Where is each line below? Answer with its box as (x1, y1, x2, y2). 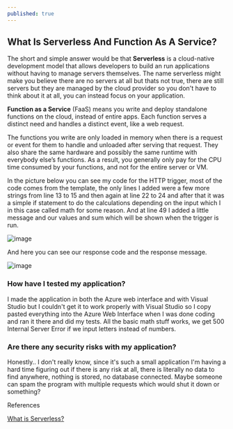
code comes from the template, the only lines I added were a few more (7, 184, 210, 193)
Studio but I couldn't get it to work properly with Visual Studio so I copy (7, 302, 211, 310)
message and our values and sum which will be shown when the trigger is (7, 213, 219, 222)
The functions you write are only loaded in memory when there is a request (7, 133, 223, 142)
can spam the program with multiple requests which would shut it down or (7, 380, 220, 389)
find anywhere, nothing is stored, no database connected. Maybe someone (7, 372, 223, 381)
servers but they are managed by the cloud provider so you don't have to (7, 84, 217, 93)
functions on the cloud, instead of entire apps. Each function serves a (7, 112, 207, 121)
